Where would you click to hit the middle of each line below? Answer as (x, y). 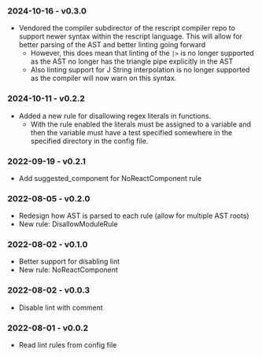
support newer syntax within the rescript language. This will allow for (131, 36)
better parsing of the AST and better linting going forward (112, 45)
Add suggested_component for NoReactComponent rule (110, 178)
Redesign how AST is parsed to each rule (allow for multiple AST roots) (134, 216)
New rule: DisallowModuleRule (68, 224)
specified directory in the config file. (89, 141)
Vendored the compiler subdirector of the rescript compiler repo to (127, 28)
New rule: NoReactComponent (68, 270)
